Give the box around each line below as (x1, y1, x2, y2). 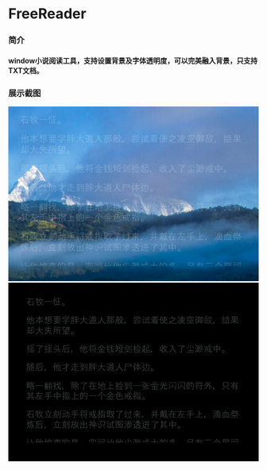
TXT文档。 (8, 65, 44, 75)
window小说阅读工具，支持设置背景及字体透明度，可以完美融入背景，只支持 (8, 56, 258, 65)
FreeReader (8, 5, 87, 23)
